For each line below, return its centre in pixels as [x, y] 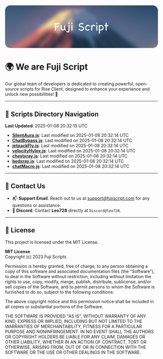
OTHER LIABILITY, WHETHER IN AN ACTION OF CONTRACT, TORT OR [76, 342]
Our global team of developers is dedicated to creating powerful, [70, 84]
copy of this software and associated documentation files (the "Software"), [80, 271]
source [12, 89]
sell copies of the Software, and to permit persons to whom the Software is [80, 287]
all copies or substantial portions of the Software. [54, 306]
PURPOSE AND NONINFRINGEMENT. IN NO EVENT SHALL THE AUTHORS [80, 331]
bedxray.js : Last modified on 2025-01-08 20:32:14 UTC [68, 161]
